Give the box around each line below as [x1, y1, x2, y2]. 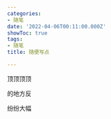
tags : [7, 36, 23, 43]
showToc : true [7, 29, 48, 37]
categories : [7, 10, 41, 17]
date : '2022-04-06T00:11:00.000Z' [7, 23, 107, 30]
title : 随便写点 [7, 49, 50, 56]
